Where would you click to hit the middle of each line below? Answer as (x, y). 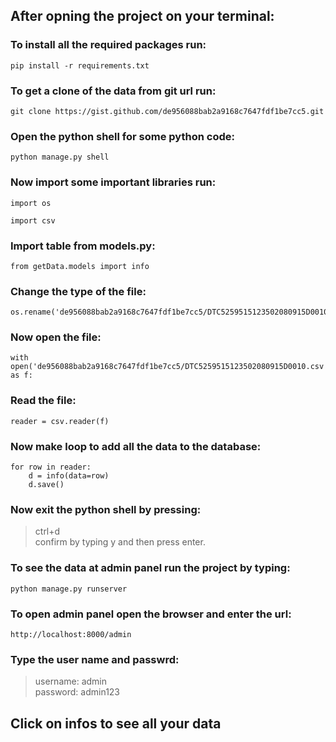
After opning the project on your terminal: (142, 16)
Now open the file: (56, 337)
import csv (33, 220)
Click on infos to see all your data (116, 723)
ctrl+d (47, 531)
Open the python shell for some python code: (122, 136)
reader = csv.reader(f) (60, 421)
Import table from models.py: (83, 246)
